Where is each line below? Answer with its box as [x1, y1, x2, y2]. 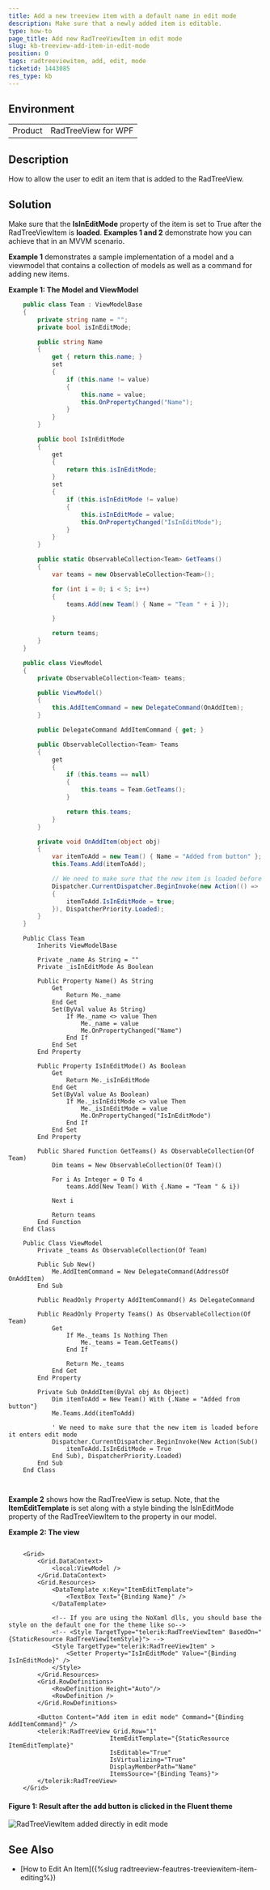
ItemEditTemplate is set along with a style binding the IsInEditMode [8, 1504, 234, 1513]
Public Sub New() [37, 1261, 95, 1269]
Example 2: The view [8, 1528, 80, 1538]
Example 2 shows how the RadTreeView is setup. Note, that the [8, 1495, 220, 1504]
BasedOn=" [229, 1628, 263, 1636]
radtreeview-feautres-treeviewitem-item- [120, 1864, 257, 1874]
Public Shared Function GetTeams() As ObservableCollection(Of [37, 1147, 255, 1155]
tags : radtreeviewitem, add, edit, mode [8, 58, 147, 66]
